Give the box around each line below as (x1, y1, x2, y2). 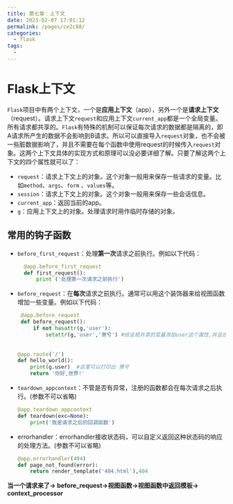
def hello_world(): (17, 357, 74, 364)
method (23, 182, 43, 189)
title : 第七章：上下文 (7, 10, 66, 17)
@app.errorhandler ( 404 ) (17, 455, 87, 462)
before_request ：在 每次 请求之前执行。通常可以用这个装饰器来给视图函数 (17, 289, 225, 298)
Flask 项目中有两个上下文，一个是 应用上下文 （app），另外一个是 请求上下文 (7, 105, 219, 113)
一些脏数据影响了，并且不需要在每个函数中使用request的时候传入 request (7, 140, 215, 148)
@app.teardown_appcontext (17, 406, 92, 413)
